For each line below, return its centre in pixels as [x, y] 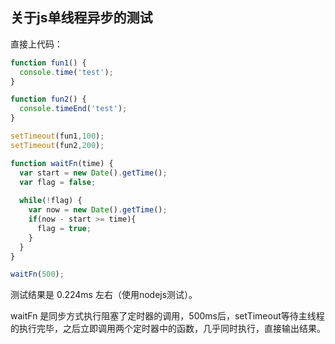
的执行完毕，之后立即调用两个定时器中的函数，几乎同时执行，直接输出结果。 [168, 329]
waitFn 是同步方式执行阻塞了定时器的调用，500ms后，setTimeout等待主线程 [167, 316]
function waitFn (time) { [62, 163]
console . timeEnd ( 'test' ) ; [73, 109]
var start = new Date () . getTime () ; [93, 173]
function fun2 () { [48, 99]
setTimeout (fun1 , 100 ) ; [57, 136]
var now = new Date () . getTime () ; [98, 210]
